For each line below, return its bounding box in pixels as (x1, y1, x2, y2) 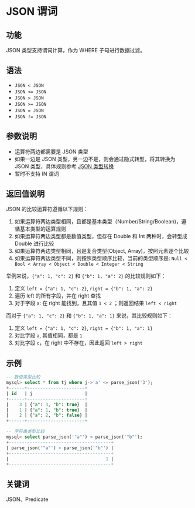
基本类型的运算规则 (19, 225, 66, 232)
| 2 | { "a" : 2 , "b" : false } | (6, 412, 88, 419)
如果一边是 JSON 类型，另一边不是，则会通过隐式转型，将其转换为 (14, 155, 176, 162)
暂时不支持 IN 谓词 (14, 170, 59, 177)
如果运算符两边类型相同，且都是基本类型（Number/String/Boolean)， (14, 218, 182, 225)
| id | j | (6, 390, 88, 396)
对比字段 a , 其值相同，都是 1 (14, 332, 83, 339)
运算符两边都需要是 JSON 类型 (14, 148, 88, 155)
